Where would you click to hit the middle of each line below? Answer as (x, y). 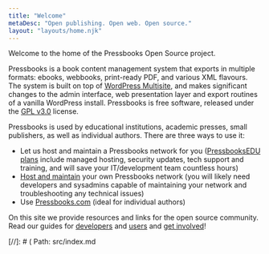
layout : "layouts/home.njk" (55, 30)
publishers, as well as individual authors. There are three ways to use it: (126, 135)
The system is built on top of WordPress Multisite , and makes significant (128, 86)
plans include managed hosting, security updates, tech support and (132, 159)
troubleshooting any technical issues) (82, 194)
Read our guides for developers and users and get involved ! (107, 226)
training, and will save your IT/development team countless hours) (129, 168)
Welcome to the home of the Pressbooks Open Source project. (112, 54)
